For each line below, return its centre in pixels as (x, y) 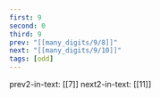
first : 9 (25, 17)
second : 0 (28, 26)
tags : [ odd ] (31, 59)
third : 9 (25, 34)
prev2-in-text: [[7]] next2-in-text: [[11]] (80, 84)
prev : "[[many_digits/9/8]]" (63, 42)
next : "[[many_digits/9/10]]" (66, 51)
